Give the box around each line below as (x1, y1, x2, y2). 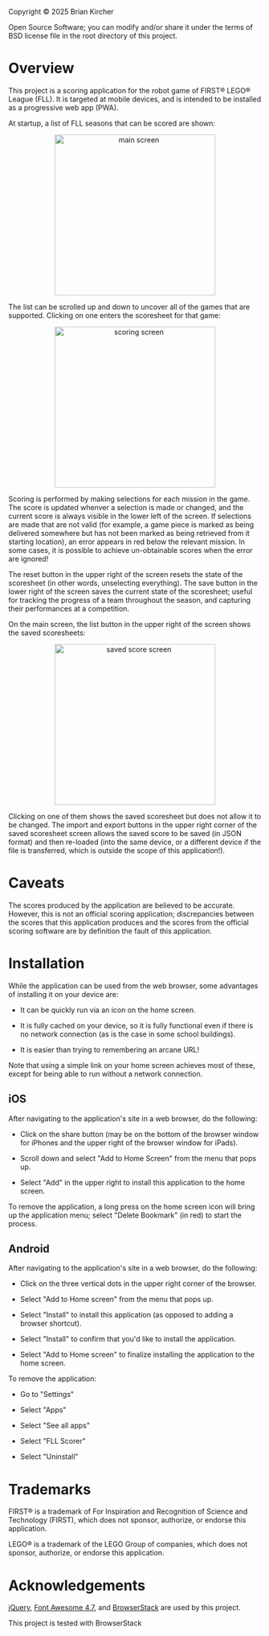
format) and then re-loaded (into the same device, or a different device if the (8, 837, 262, 847)
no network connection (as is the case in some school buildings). (19, 1029, 235, 1039)
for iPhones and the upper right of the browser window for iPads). (19, 1138, 238, 1148)
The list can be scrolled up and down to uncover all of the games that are (8, 302, 251, 311)
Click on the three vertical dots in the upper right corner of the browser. (19, 1279, 257, 1288)
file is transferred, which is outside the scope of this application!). (8, 845, 226, 855)
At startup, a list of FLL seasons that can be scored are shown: (8, 118, 215, 128)
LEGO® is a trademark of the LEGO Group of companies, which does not (8, 1539, 248, 1549)
